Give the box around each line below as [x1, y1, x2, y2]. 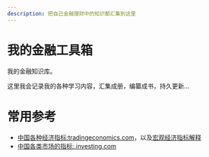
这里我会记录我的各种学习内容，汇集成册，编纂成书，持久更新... [7, 82, 190, 90]
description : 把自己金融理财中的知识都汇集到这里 [7, 10, 137, 17]
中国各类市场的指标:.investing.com [17, 142, 116, 150]
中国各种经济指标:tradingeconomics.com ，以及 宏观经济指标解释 [17, 133, 202, 142]
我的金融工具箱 [7, 43, 93, 58]
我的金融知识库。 [7, 67, 56, 75]
